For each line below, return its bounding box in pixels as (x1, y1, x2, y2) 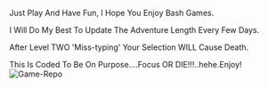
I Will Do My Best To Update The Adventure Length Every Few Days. (9, 25, 260, 35)
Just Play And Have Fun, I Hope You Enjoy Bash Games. (9, 8, 215, 18)
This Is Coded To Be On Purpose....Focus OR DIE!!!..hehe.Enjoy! (9, 60, 242, 69)
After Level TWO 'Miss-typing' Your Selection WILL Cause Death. (9, 42, 249, 52)
